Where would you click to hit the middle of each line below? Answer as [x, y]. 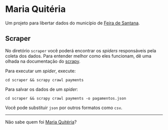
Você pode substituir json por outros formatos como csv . [64, 108]
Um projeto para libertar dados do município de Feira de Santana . [72, 23]
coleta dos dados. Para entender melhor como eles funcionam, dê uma [78, 56]
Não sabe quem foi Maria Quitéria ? [41, 122]
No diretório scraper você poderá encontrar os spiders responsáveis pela [81, 50]
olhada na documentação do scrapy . [43, 61]
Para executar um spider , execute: [40, 71]
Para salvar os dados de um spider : [42, 89]
